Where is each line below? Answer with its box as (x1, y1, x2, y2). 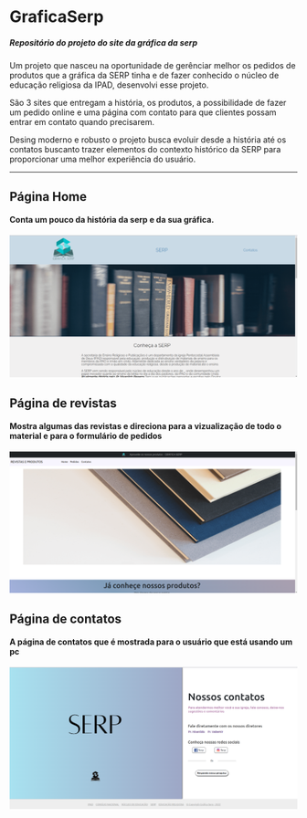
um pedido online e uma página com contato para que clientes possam (9, 107, 277, 118)
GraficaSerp (9, 6, 104, 27)
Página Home (9, 189, 87, 204)
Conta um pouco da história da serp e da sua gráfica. (9, 215, 215, 225)
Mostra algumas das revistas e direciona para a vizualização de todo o (9, 421, 281, 432)
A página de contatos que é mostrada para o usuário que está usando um (9, 636, 293, 647)
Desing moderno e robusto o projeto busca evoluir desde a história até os (9, 134, 287, 145)
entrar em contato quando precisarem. (9, 117, 155, 128)
